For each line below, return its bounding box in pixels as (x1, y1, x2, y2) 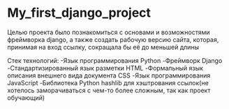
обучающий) (7, 93, 45, 102)
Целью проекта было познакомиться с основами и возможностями (7, 28, 211, 36)
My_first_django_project (7, 5, 152, 21)
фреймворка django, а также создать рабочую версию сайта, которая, (7, 35, 219, 43)
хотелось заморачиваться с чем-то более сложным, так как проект (7, 86, 211, 94)
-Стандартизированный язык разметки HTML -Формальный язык (7, 64, 204, 72)
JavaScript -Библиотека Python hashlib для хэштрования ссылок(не (7, 78, 209, 87)
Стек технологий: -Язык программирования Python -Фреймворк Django (7, 56, 223, 64)
